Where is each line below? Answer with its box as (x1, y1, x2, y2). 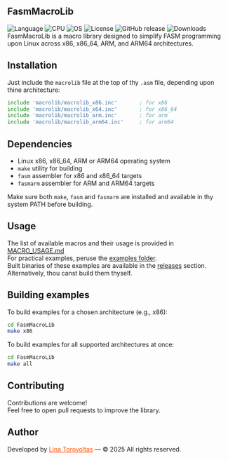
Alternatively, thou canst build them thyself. (7, 269, 133, 277)
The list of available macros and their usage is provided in (7, 238, 174, 248)
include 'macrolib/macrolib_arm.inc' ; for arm (7, 112, 168, 119)
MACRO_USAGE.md (7, 246, 65, 255)
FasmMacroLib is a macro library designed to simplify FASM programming (7, 32, 221, 40)
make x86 (7, 327, 33, 335)
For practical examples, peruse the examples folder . (7, 254, 157, 262)
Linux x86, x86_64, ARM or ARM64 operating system (17, 156, 170, 165)
